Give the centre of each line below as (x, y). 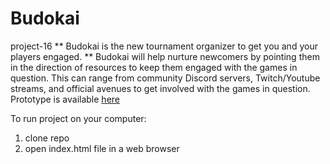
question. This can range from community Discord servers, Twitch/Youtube (165, 78)
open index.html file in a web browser (102, 148)
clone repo (47, 138)
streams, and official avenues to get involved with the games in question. (160, 88)
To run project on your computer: (78, 118)
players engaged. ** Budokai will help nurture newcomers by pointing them (165, 56)
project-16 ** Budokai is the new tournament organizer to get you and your (164, 46)
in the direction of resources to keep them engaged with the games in (154, 67)
